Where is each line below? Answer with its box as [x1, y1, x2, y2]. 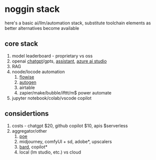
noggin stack [4, 3, 60, 15]
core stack [4, 40, 38, 48]
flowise [19, 74, 34, 80]
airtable [19, 84, 35, 90]
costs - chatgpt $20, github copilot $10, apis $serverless [11, 123, 128, 129]
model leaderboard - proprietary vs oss [11, 53, 93, 59]
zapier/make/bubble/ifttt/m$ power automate [19, 89, 112, 95]
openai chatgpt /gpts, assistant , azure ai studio [11, 58, 107, 64]
